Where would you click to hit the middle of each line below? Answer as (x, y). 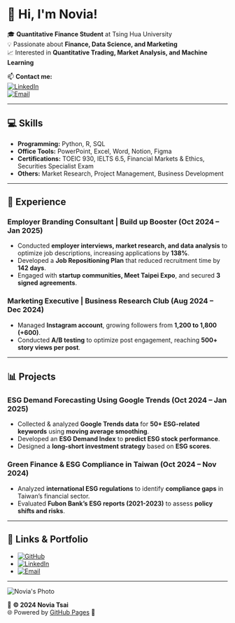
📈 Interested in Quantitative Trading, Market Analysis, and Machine (107, 52)
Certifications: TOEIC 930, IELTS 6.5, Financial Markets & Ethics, (111, 158)
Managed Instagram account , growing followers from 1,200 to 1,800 (117, 325)
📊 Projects (31, 377)
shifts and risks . (41, 510)
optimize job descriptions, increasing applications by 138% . (104, 253)
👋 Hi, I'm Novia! (52, 14)
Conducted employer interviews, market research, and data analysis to (122, 246)
